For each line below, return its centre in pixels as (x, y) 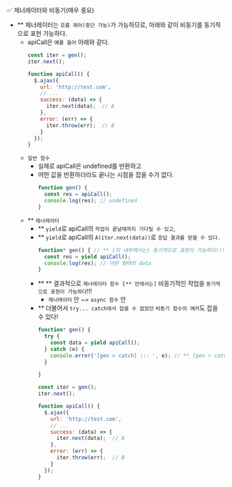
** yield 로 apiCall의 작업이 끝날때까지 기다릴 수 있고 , (107, 228)
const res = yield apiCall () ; (87, 257)
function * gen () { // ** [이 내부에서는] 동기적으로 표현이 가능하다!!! (132, 250)
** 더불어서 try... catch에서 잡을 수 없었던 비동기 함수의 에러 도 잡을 (128, 308)
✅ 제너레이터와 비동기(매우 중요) (51, 10)
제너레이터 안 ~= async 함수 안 (87, 300)
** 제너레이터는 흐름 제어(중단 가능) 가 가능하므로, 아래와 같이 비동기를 (110, 25)
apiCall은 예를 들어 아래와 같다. (68, 42)
